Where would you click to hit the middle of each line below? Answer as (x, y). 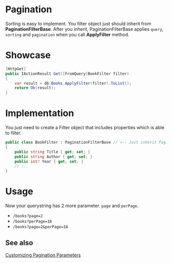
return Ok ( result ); (35, 88)
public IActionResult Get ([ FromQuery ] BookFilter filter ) (67, 74)
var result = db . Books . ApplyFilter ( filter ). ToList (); (73, 83)
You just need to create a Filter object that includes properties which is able (85, 128)
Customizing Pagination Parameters (43, 255)
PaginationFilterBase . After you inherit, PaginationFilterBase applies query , (84, 29)
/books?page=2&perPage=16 (40, 227)
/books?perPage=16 (32, 221)
